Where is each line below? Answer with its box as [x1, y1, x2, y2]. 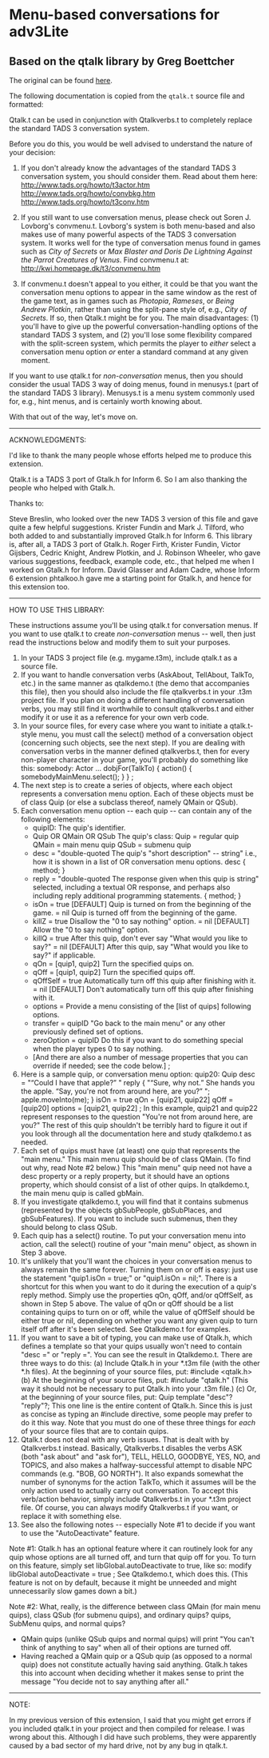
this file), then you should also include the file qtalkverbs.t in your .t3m [20, 687, 252, 697]
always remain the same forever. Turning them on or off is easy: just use [20, 1265, 259, 1274]
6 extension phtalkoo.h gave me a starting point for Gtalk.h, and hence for [9, 573, 252, 583]
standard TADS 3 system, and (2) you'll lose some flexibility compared [20, 330, 252, 339]
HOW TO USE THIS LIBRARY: [9, 605, 105, 614]
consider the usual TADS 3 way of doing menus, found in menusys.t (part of [9, 380, 259, 389]
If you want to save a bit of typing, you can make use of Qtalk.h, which [20, 1333, 253, 1342]
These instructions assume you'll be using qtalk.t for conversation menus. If [9, 621, 259, 629]
